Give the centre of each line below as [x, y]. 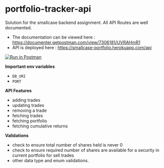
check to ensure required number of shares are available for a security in [86, 150]
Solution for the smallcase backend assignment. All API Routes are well [77, 22]
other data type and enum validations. [50, 160]
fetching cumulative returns [40, 126]
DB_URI [19, 76]
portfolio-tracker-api [48, 9]
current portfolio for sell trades [43, 155]
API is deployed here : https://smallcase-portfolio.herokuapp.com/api [82, 47]
